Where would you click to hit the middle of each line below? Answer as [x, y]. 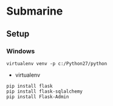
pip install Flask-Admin [38, 97]
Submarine [35, 11]
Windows [21, 51]
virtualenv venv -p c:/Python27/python [57, 63]
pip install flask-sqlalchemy [45, 91]
